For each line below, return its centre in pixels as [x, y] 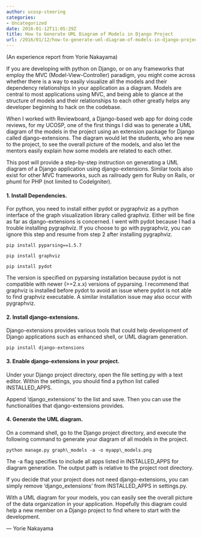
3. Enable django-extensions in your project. [63, 361]
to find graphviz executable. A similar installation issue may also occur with [99, 297]
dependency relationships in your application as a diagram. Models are [94, 88]
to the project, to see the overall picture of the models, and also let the [93, 144]
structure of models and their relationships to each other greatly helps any [98, 101]
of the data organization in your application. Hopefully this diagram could [97, 504]
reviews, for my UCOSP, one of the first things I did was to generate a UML [99, 125]
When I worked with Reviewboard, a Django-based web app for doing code [99, 119]
